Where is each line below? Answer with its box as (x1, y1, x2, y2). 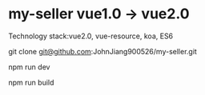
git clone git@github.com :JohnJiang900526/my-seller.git (8, 46, 198, 56)
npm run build (8, 77, 54, 87)
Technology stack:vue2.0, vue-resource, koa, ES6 (8, 31, 174, 41)
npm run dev (8, 61, 50, 72)
